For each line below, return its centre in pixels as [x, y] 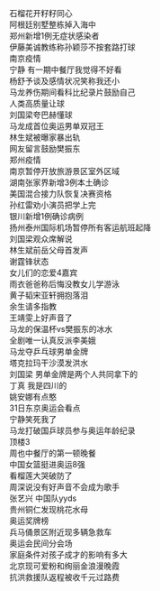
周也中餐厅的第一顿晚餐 [53, 453]
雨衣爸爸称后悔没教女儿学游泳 [64, 284]
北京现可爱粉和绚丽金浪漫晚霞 [64, 566]
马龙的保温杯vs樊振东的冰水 [61, 329]
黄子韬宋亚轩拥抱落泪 [49, 295]
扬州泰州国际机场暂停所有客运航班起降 [80, 227]
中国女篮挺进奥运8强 [47, 464]
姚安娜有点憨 [33, 397]
